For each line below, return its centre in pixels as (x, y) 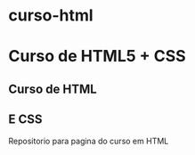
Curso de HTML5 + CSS (97, 57)
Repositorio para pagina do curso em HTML (89, 141)
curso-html (51, 16)
